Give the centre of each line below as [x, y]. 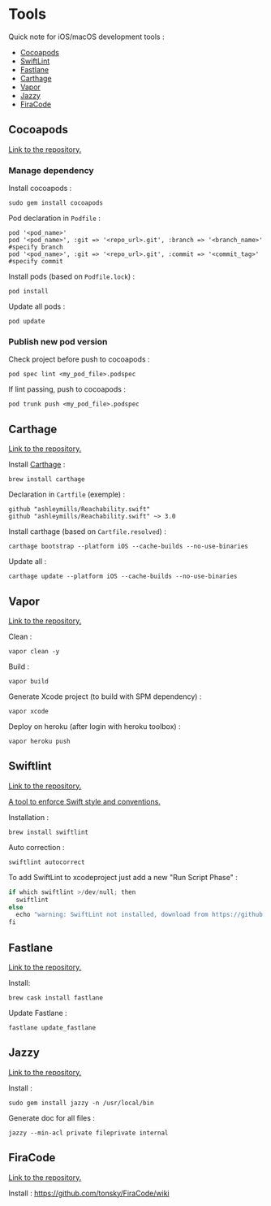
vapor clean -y [34, 651]
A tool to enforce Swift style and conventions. [84, 801]
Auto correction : [37, 847]
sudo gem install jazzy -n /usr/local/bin [81, 1103]
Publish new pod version [58, 341]
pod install [28, 292]
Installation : [29, 817]
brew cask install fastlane [56, 998]
